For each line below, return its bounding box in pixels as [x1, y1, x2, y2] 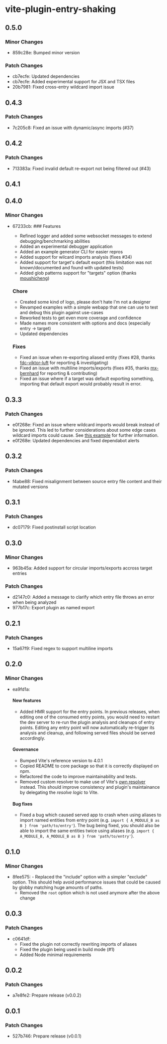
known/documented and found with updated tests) [19, 264, 124, 270]
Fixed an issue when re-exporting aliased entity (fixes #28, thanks [19, 354, 156, 360]
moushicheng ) [19, 275, 50, 281]
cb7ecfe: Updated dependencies [12, 73, 80, 79]
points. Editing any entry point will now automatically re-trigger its [19, 724, 155, 730]
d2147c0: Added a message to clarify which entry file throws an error [12, 594, 155, 600]
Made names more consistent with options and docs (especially [19, 320, 151, 326]
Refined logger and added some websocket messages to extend [19, 233, 152, 239]
